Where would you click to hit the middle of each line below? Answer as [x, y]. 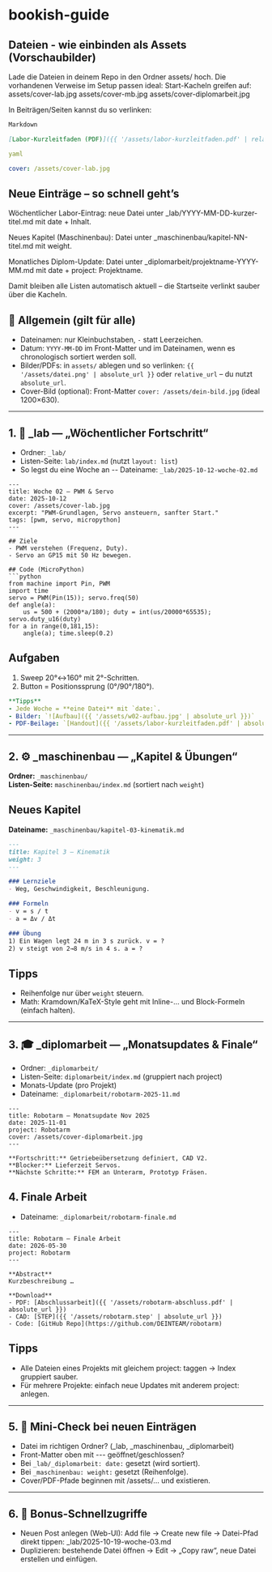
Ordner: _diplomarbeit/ [59, 1068]
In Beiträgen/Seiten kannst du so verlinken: [80, 110]
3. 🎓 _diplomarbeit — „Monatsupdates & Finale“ [133, 1044]
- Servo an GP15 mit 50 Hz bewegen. [70, 555]
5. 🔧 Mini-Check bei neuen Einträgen [102, 1427]
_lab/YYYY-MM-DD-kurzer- [212, 213]
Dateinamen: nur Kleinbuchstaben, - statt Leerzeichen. [112, 340]
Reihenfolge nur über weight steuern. [82, 993]
